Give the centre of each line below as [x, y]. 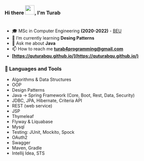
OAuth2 [20, 137]
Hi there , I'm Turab [33, 12]
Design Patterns [28, 90]
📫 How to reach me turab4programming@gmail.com [68, 49]
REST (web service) [32, 106]
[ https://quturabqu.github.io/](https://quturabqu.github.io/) [75, 56]
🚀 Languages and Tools [33, 69]
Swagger [21, 143]
